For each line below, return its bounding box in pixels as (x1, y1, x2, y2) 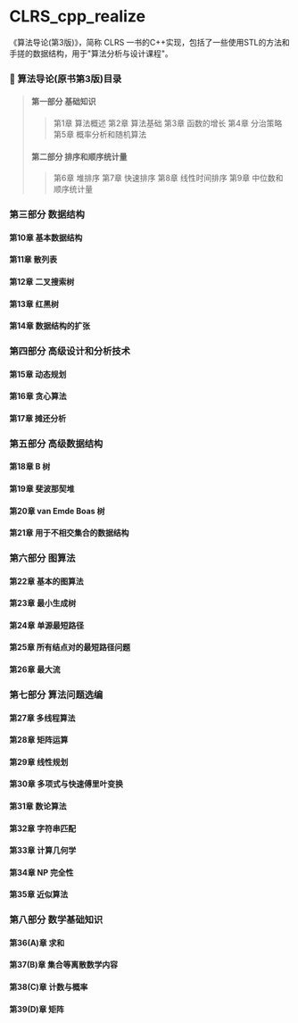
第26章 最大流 (9, 664, 61, 675)
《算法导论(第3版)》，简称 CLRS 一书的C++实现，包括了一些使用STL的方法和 (9, 37, 290, 47)
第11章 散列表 (9, 254, 58, 265)
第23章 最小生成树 (9, 598, 77, 609)
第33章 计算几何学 (9, 845, 77, 856)
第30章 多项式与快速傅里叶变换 (9, 778, 123, 789)
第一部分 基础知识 (30, 96, 96, 107)
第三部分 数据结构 (9, 208, 85, 220)
